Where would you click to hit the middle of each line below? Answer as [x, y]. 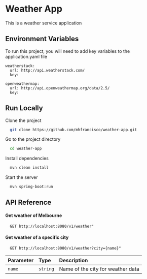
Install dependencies [27, 159]
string [46, 269]
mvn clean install [29, 168]
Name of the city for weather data [99, 269]
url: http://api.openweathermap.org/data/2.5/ [60, 88]
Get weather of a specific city [37, 237]
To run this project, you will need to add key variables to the [68, 51]
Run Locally [24, 108]
